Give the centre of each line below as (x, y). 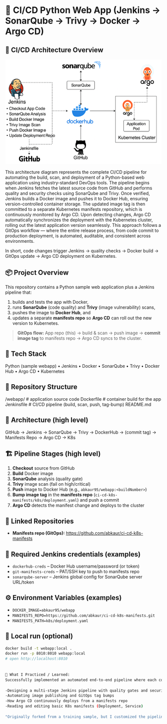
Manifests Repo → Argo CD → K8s (41, 437)
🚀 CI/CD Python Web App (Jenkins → (83, 10)
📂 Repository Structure (41, 387)
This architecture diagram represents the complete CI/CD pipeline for (76, 172)
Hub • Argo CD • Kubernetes (35, 371)
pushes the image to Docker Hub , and (51, 313)
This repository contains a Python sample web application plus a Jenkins (80, 287)
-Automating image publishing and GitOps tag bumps (60, 696)
